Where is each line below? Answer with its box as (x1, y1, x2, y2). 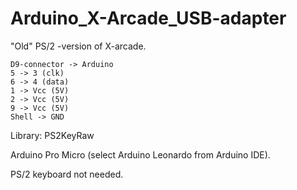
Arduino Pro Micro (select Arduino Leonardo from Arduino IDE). (10, 148, 271, 161)
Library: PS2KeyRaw (10, 129, 95, 141)
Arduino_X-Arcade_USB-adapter (10, 7, 287, 30)
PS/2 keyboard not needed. (10, 168, 124, 180)
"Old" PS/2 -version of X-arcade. (10, 40, 147, 52)
